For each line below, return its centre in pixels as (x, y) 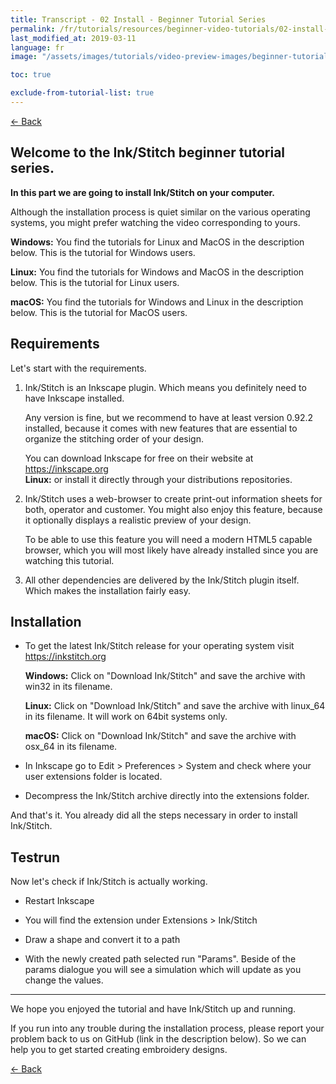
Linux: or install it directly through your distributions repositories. (158, 479)
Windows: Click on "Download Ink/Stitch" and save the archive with (165, 676)
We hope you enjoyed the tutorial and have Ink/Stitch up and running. (153, 1009)
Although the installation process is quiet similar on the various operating (160, 212)
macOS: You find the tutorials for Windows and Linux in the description (157, 302)
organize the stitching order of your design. (114, 438)
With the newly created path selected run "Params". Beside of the (160, 959)
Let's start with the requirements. (78, 368)
